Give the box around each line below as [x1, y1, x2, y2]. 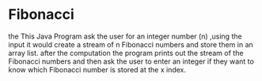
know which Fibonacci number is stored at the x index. [8, 64, 186, 74]
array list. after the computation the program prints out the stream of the [8, 48, 244, 57]
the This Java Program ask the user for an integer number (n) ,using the [8, 31, 243, 41]
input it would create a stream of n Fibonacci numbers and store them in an [8, 39, 253, 49]
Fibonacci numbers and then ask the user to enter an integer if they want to [8, 57, 255, 66]
